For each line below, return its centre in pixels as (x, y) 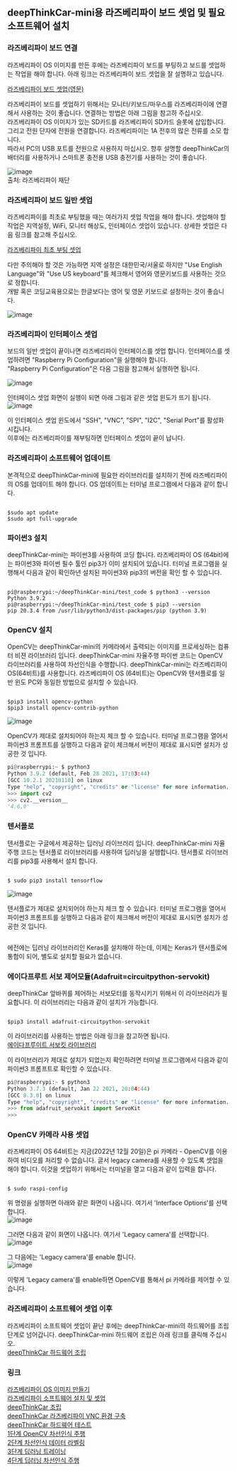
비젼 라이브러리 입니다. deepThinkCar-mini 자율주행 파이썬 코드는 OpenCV (119, 656)
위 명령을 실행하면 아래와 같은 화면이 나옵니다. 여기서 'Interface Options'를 (111, 1203)
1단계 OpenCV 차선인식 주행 (47, 1434)
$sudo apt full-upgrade (42, 519)
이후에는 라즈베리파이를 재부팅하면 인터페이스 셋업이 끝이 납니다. (96, 438)
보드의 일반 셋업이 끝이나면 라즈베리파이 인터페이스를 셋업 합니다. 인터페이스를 (115, 351)
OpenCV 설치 (30, 629)
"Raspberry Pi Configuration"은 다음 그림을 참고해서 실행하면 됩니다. (104, 369)
